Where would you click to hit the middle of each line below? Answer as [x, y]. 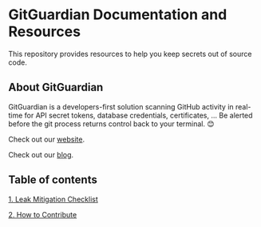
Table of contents [53, 180]
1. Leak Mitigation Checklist [53, 199]
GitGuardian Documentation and [118, 15]
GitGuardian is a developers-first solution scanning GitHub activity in [121, 106]
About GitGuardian [56, 88]
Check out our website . [47, 139]
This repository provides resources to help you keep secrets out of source [130, 54]
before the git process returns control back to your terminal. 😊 [111, 123]
